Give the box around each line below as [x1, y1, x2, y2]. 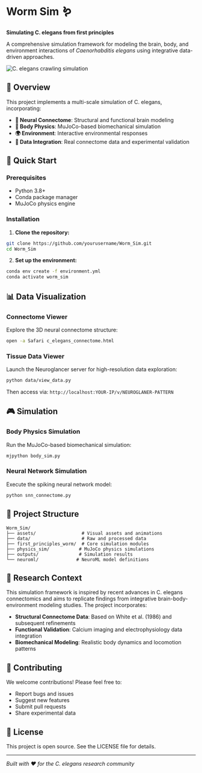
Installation [6, 215, 40, 223]
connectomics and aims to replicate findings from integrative [6, 595, 157, 602]
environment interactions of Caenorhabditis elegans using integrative [6, 46, 179, 54]
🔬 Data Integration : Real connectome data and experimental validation [14, 138, 190, 145]
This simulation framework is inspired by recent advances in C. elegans [6, 589, 183, 596]
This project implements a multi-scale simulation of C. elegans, [6, 98, 162, 105]
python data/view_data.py [6, 377, 71, 384]
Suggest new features [14, 697, 70, 704]
